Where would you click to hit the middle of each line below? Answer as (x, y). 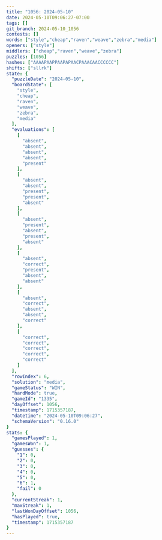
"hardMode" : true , (35, 393)
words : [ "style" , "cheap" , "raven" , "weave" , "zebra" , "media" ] (82, 40)
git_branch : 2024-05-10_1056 (43, 29)
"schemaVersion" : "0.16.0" (45, 421)
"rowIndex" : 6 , (31, 376)
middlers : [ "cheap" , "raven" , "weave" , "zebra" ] (64, 51)
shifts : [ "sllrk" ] (29, 68)
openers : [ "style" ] (31, 46)
